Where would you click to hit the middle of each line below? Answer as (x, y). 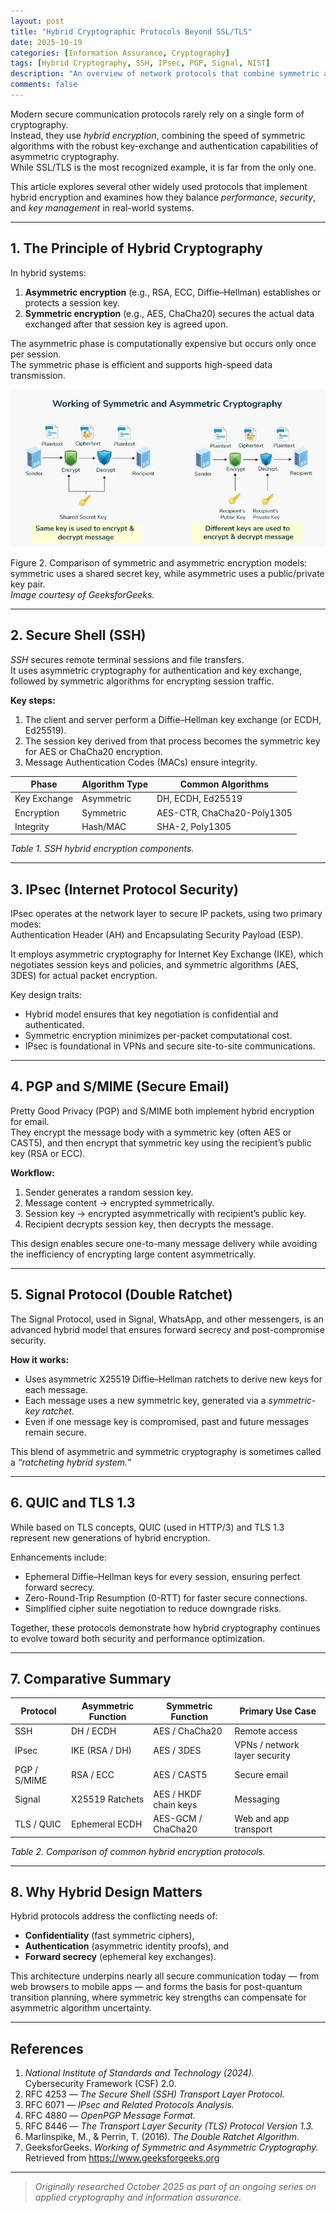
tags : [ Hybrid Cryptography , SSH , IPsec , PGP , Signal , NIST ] (140, 63)
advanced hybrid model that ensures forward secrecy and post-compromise (167, 1329)
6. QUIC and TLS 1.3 (73, 1503)
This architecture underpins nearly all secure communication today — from (165, 1976)
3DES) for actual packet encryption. (84, 976)
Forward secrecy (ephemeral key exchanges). (120, 1957)
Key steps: (33, 700)
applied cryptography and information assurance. (138, 2197)
